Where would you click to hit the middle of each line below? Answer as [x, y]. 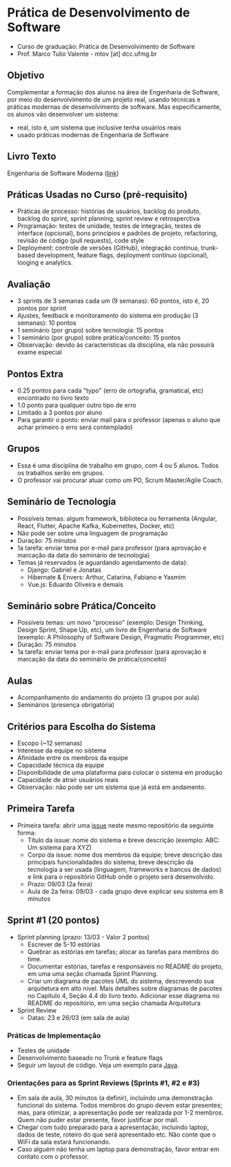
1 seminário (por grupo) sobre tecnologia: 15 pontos [90, 330]
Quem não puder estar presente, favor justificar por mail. [98, 1120]
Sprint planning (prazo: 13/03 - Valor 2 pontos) [83, 937]
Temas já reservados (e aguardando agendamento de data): [102, 562]
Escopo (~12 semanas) [50, 744]
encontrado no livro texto [53, 398]
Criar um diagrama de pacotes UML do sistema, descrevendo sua [121, 981]
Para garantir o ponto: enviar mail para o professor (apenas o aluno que [119, 420]
